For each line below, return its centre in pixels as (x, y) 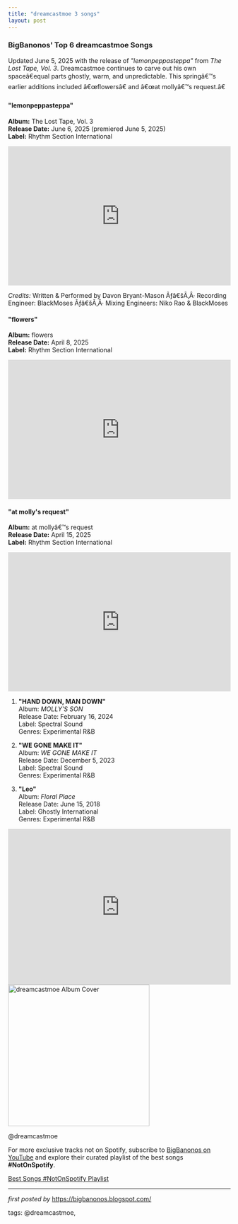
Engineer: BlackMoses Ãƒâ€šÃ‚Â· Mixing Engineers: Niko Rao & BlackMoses (118, 303)
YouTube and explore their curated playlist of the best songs (96, 1157)
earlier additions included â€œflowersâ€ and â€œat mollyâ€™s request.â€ (117, 86)
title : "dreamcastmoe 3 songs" (54, 14)
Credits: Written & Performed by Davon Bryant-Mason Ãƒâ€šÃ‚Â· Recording (117, 295)
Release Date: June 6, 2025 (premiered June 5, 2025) (87, 129)
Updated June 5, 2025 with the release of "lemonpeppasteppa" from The (115, 60)
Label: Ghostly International (58, 812)
